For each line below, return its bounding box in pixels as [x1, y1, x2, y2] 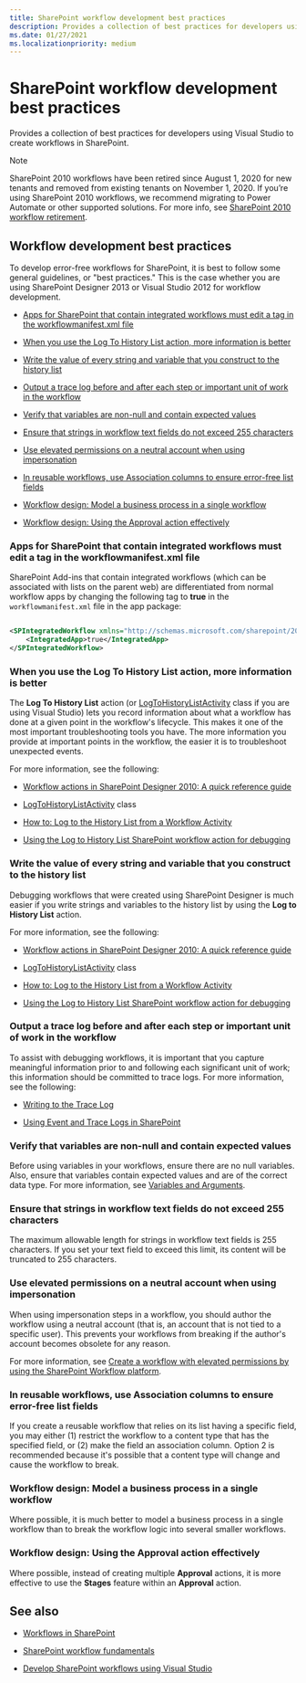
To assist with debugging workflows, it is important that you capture [9, 1052, 265, 1063]
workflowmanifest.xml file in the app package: [9, 601, 182, 612]
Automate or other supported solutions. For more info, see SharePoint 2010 [9, 202, 291, 213]
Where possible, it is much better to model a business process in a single [9, 1514, 284, 1525]
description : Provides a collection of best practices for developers [9, 22, 283, 31]
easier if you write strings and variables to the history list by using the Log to [9, 899, 297, 910]
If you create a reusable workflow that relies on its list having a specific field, [9, 1421, 297, 1431]
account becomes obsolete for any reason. [9, 1338, 171, 1349]
